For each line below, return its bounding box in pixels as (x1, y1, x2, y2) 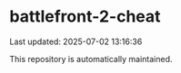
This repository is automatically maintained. (9, 53, 173, 64)
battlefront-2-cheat (9, 6, 161, 27)
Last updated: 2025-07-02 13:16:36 (9, 36, 143, 47)
